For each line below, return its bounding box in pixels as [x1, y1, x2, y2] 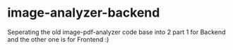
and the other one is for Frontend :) [7, 35, 109, 43]
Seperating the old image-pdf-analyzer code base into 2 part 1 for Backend [7, 28, 226, 36]
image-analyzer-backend [7, 5, 160, 21]
